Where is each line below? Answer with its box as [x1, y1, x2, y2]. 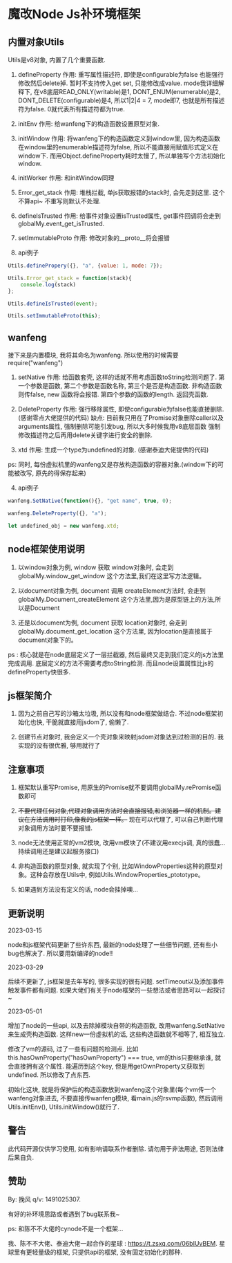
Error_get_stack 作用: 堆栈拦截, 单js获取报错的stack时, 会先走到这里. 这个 [17, 188, 225, 196]
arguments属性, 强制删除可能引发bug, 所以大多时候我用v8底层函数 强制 [17, 423, 220, 431]
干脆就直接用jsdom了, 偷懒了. [45, 718, 129, 726]
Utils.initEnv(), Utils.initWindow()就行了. [8, 1103, 119, 1111]
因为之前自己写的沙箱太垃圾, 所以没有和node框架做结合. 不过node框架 [17, 710, 217, 718]
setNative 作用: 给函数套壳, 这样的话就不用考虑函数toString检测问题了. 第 [17, 373, 225, 381]
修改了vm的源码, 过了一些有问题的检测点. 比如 [8, 1044, 139, 1053]
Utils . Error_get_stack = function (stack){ [8, 275, 132, 282]
